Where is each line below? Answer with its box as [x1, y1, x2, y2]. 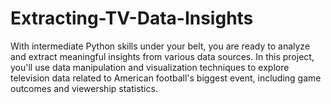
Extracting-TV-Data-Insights [10, 7, 254, 30]
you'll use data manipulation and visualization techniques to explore [10, 61, 290, 73]
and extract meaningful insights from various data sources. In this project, [10, 50, 315, 62]
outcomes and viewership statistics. [10, 82, 158, 94]
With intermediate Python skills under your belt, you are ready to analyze [10, 40, 311, 52]
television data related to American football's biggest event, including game [10, 72, 322, 84]
